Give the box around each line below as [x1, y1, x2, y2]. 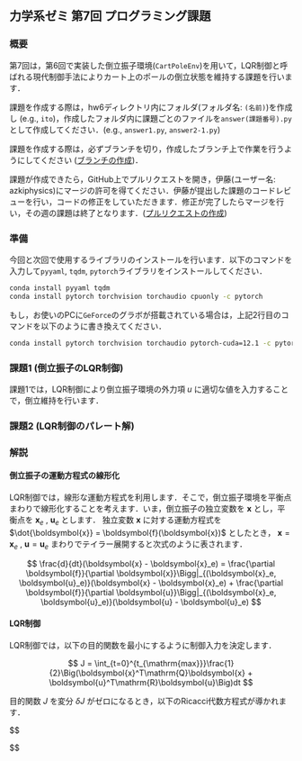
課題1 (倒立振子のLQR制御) [9, 361, 124, 374]
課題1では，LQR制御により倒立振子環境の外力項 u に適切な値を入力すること [9, 384, 289, 394]
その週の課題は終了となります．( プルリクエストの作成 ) [24, 207, 227, 218]
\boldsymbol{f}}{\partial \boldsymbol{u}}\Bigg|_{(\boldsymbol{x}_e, [25, 586, 277, 597]
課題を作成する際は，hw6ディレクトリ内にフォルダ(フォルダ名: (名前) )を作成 [9, 102, 293, 113]
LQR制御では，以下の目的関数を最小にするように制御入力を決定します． [9, 639, 277, 650]
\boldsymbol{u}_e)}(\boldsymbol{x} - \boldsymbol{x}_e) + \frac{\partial [18, 577, 284, 588]
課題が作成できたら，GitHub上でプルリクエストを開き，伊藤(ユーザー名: [9, 174, 276, 185]
